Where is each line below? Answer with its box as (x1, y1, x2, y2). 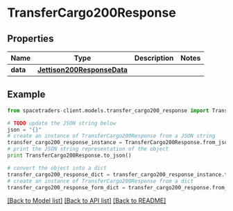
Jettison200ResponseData (37, 65, 128, 75)
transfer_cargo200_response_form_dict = (7, 184, 126, 191)
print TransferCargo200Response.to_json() (7, 152, 132, 159)
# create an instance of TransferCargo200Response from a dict (7, 178, 194, 185)
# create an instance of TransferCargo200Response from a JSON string (7, 132, 216, 140)
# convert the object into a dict (7, 164, 107, 171)
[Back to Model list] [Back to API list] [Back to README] (7, 196, 166, 205)
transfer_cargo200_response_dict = (7, 171, 110, 178)
